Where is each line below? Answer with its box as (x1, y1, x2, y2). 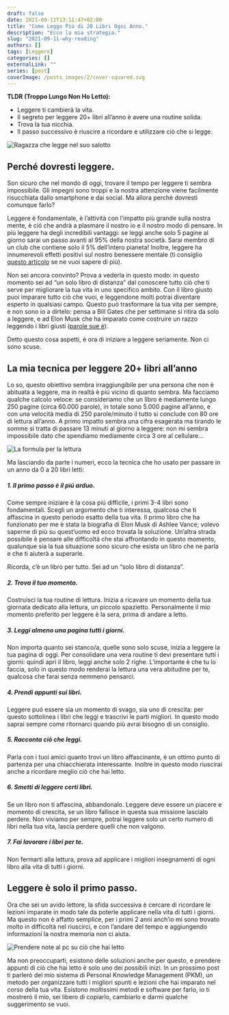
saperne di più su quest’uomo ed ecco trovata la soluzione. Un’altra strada (7, 527, 217, 535)
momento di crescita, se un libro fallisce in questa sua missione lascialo (7, 807, 208, 816)
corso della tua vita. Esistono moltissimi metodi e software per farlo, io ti (7, 985, 210, 994)
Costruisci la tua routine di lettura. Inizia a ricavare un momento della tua (7, 596, 211, 604)
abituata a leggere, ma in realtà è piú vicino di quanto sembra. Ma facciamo (7, 388, 219, 396)
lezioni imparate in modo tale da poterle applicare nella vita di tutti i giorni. (7, 907, 215, 916)
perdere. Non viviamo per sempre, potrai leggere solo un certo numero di (7, 815, 214, 823)
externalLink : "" (7, 61, 57, 68)
